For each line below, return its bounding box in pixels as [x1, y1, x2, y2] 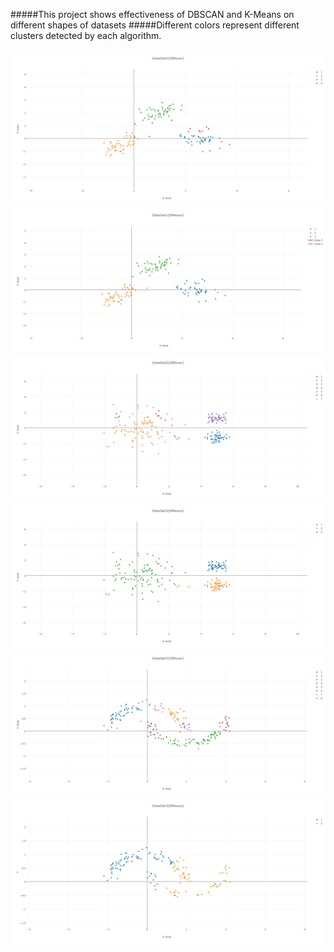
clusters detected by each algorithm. [10, 30, 162, 41]
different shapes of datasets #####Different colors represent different [10, 19, 300, 31]
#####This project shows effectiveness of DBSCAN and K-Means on [10, 9, 295, 20]
